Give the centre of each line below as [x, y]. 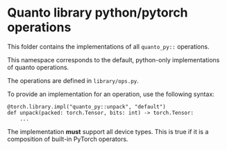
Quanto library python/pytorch [98, 13]
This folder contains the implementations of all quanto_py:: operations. [108, 46]
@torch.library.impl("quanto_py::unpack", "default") [87, 106]
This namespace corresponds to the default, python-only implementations [113, 59]
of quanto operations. [38, 67]
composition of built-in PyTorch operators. [68, 139]
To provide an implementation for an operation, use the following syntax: [111, 94]
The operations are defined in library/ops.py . [73, 80]
